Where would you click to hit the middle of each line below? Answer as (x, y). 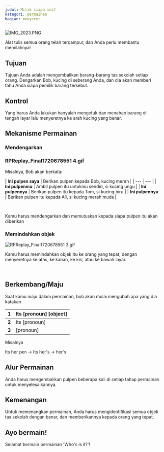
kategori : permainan (26, 14)
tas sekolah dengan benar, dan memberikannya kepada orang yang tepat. (80, 417)
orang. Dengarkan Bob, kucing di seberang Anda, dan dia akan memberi (78, 80)
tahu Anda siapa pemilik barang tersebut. (47, 86)
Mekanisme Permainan (41, 134)
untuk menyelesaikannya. (31, 384)
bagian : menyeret (23, 19)
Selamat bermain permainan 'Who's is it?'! (48, 445)
